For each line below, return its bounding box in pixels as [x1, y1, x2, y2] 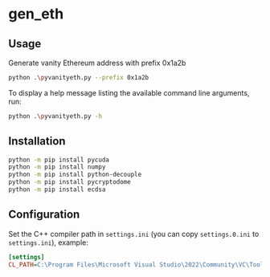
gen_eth [8, 5, 64, 23]
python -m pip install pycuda [8, 156, 110, 164]
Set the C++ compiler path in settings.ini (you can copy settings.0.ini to [8, 229, 260, 238]
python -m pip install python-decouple [8, 170, 142, 179]
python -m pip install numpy [8, 163, 106, 171]
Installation [8, 134, 66, 149]
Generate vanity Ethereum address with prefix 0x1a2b [8, 58, 186, 67]
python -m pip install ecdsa [8, 185, 106, 193]
